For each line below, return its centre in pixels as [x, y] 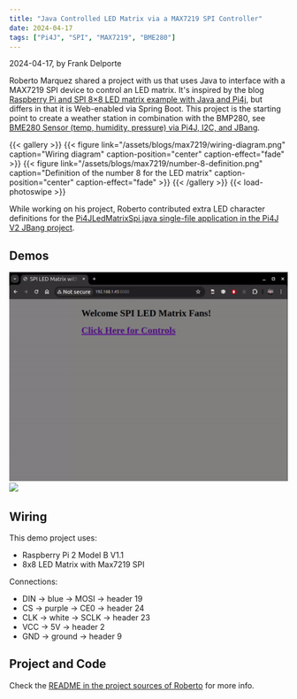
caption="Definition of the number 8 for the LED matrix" [111, 173]
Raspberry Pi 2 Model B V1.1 [72, 555]
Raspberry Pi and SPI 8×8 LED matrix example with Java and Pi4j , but [136, 100]
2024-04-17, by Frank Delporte [65, 64]
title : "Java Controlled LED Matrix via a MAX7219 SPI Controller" [136, 19]
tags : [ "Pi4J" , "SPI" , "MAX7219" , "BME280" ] [92, 37]
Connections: [34, 581]
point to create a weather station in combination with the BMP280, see [137, 119]
